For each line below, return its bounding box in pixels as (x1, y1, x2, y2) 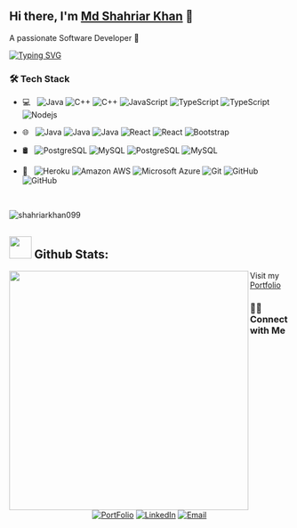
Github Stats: (34, 247, 109, 262)
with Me (250, 324, 286, 337)
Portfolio (250, 280, 282, 290)
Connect (250, 313, 288, 325)
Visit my (250, 270, 280, 280)
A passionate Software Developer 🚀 (9, 32, 140, 43)
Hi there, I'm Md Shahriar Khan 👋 (9, 9, 194, 24)
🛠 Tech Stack (9, 72, 70, 85)
